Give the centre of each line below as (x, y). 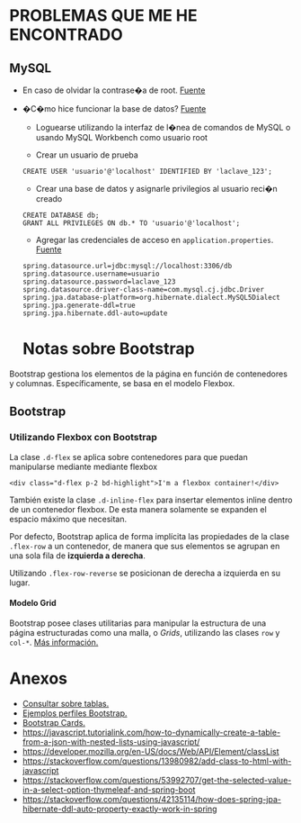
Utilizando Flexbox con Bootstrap (83, 438)
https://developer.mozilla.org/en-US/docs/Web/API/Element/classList (151, 751)
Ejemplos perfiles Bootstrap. (75, 713)
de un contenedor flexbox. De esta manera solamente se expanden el (138, 509)
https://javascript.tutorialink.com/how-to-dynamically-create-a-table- (151, 732)
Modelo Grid (33, 603)
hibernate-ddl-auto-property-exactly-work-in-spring (120, 809)
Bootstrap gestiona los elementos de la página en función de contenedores (148, 374)
